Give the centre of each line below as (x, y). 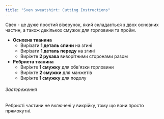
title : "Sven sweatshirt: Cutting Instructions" (58, 10)
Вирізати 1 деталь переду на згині (58, 51)
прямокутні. (18, 111)
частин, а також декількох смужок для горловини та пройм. (71, 30)
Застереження (21, 89)
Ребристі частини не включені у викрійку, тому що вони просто (75, 105)
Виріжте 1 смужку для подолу (53, 78)
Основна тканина (32, 40)
